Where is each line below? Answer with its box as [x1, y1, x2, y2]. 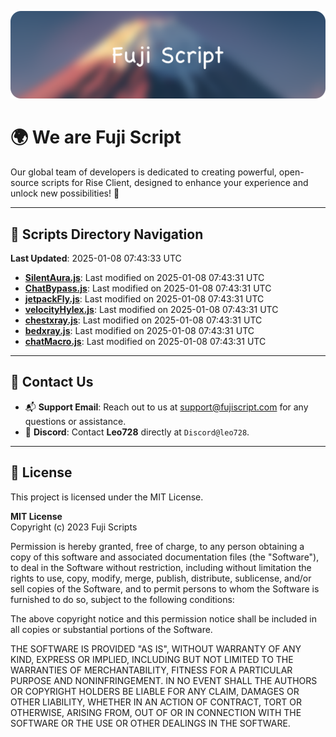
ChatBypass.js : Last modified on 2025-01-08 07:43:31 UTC [24, 282, 272, 295]
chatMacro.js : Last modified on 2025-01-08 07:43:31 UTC [24, 336, 267, 348]
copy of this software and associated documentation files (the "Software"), [10, 551, 320, 563]
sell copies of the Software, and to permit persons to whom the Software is [10, 582, 320, 595]
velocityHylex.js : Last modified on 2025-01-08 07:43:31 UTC [24, 304, 279, 316]
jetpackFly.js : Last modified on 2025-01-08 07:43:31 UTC [24, 293, 265, 305]
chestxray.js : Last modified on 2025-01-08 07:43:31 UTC [24, 314, 263, 326]
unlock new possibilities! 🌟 [10, 187, 120, 200]
